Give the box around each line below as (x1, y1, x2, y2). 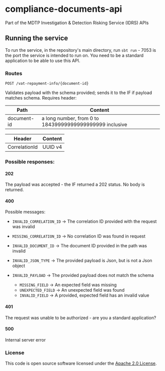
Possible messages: (5, 209, 46, 215)
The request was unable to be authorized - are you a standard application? (5, 314, 156, 321)
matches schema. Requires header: (5, 95, 77, 101)
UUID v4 (42, 144, 62, 151)
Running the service (5, 34, 68, 42)
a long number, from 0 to (41, 115, 99, 122)
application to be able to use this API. (5, 58, 81, 64)
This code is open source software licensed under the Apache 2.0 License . (5, 361, 157, 367)
